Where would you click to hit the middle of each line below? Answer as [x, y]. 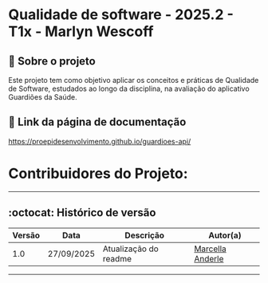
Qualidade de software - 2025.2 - [121, 15]
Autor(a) [225, 235]
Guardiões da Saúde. [43, 97]
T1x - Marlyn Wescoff [81, 31]
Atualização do [131, 249]
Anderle [209, 258]
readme [117, 258]
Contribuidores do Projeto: [99, 174]
